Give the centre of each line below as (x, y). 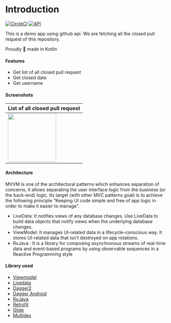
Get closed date (30, 78)
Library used (19, 266)
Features (15, 61)
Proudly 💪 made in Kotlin (31, 49)
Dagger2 (22, 288)
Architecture (19, 173)
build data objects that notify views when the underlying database (83, 221)
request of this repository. (33, 39)
